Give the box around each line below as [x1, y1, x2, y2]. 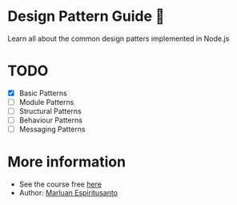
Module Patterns [18, 97, 74, 107]
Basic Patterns [18, 88, 67, 98]
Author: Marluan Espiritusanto [18, 188, 118, 198]
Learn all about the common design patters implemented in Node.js [7, 34, 230, 43]
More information [7, 153, 126, 171]
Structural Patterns [18, 107, 82, 115]
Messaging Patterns [18, 124, 86, 135]
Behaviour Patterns [18, 115, 83, 125]
